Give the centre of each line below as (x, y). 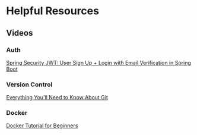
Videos (20, 33)
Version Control (29, 84)
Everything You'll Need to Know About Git (57, 98)
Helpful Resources (53, 11)
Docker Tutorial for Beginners (42, 125)
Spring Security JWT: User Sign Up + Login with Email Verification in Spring (99, 62)
